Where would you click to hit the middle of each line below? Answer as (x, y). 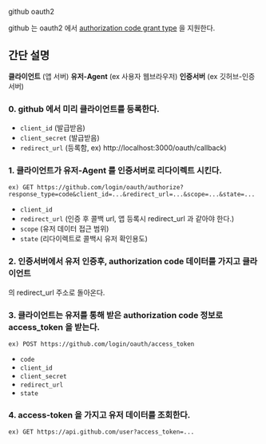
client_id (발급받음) (52, 128)
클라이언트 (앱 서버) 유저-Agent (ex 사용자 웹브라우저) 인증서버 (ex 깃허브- (125, 76)
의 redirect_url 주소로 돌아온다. (57, 292)
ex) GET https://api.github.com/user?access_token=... (101, 432)
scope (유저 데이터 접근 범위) (64, 229)
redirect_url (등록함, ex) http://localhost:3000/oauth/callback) (123, 148)
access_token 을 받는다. (54, 327)
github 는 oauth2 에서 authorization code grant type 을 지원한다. (112, 28)
